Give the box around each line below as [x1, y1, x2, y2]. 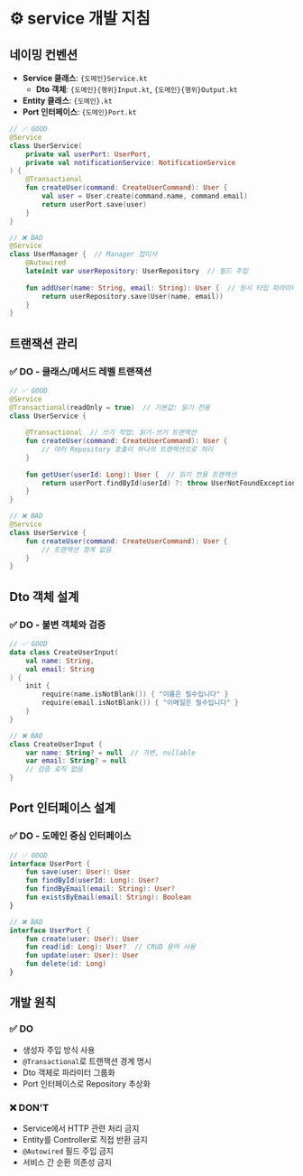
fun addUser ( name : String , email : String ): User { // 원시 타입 [25, 283, 269, 292]
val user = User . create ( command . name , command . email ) [41, 191, 248, 200]
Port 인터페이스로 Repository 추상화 [22, 1078, 151, 1088]
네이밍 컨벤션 [9, 47, 78, 62]
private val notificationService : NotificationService [25, 158, 236, 167]
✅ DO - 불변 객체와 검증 [9, 618, 106, 631]
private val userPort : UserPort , [25, 150, 151, 159]
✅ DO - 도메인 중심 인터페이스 [9, 829, 132, 842]
